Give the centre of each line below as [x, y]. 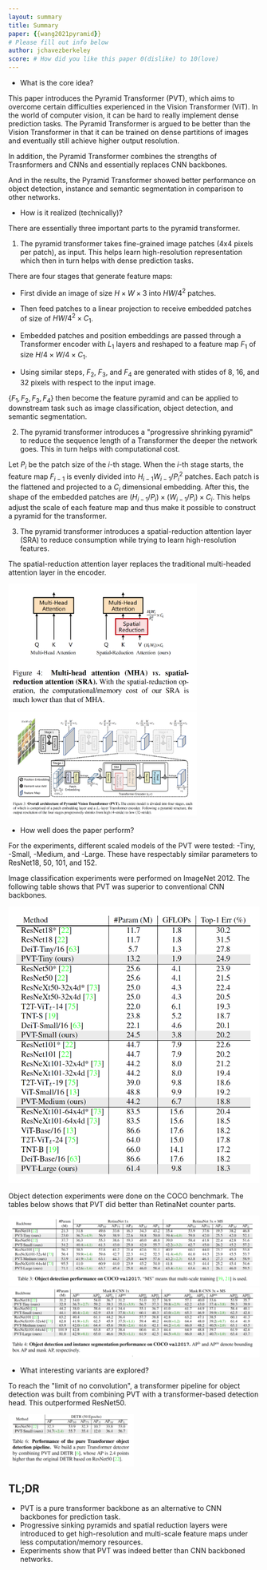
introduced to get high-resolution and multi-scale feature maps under [134, 1533]
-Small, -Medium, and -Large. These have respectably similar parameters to [133, 854]
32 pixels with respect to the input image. [88, 382]
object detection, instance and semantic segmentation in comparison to [126, 189]
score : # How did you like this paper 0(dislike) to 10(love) [114, 59]
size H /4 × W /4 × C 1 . [53, 355]
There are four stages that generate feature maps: [90, 276]
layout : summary [35, 17]
